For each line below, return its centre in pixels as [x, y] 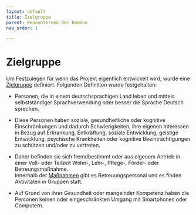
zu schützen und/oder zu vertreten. [58, 145]
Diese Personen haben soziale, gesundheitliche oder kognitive [90, 120]
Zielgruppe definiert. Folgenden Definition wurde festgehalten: [82, 85]
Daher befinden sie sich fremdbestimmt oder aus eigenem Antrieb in [97, 157]
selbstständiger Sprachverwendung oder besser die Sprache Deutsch [99, 102]
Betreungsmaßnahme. [41, 169]
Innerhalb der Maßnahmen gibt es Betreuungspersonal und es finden [98, 176]
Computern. [29, 206]
